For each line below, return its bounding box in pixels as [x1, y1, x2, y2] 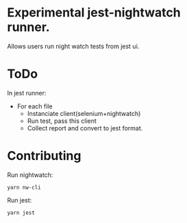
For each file [16, 102, 53, 110]
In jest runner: [7, 89, 47, 97]
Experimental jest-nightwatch [7, 5, 181, 21]
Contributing [7, 148, 82, 164]
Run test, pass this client [27, 117, 97, 125]
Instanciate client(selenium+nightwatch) [27, 109, 141, 117]
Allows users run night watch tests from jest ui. [7, 42, 140, 50]
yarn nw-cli [7, 184, 41, 191]
